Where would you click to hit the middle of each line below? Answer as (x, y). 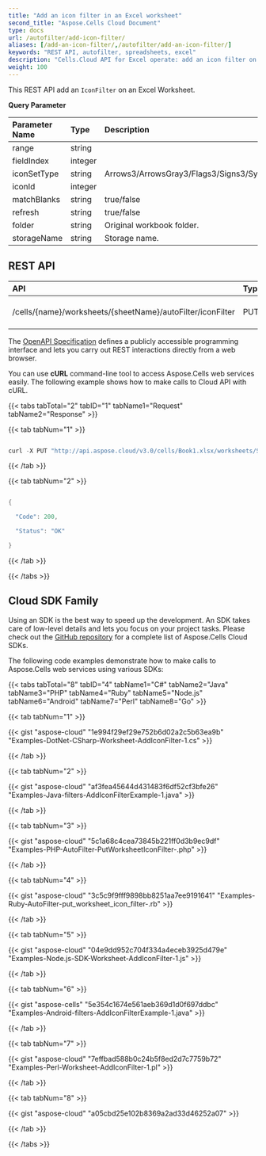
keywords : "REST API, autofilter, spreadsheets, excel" (102, 52)
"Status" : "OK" (40, 532)
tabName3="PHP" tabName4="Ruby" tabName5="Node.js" (106, 692)
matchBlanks (36, 199)
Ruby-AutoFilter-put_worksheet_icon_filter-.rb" (84, 903)
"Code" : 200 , (37, 517)
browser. (23, 358)
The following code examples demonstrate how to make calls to (112, 660)
